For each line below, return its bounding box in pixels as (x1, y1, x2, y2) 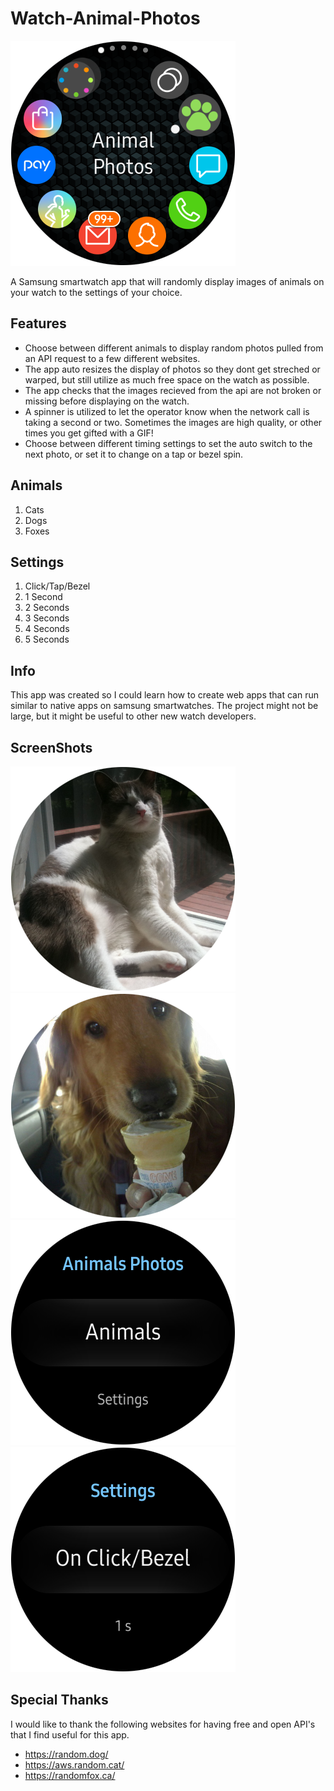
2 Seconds (24, 602, 70, 614)
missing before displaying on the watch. (24, 395, 190, 407)
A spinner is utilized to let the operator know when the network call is (24, 405, 310, 417)
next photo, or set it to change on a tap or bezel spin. (24, 448, 244, 460)
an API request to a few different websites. (24, 352, 201, 364)
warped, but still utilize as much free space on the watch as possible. (24, 373, 310, 386)
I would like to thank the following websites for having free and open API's (10, 1718, 316, 1730)
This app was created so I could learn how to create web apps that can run (10, 689, 319, 701)
